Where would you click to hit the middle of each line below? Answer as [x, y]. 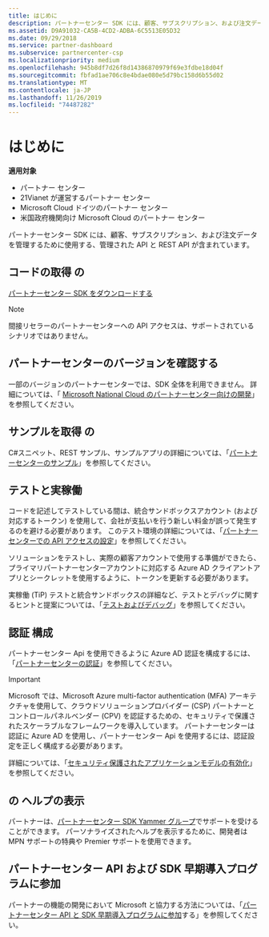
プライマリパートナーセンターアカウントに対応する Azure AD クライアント [131, 568]
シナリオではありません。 [50, 335]
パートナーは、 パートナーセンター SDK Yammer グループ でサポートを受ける [133, 821]
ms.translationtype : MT [48, 82]
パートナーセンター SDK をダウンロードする [81, 293]
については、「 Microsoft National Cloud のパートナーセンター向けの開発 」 [137, 394]
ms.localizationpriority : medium [64, 61]
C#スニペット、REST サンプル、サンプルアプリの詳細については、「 [119, 452]
